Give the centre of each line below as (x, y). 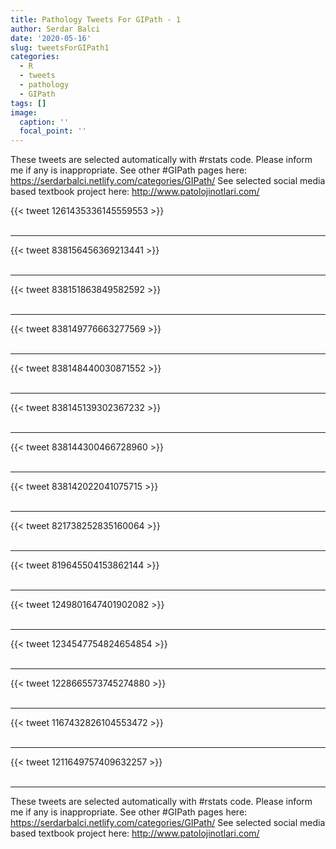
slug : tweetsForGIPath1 (60, 47)
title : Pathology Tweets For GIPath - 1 (96, 19)
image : (24, 112)
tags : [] (28, 103)
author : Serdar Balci (55, 29)
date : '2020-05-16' (51, 38)
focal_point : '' (53, 131)
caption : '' (44, 122)
